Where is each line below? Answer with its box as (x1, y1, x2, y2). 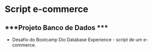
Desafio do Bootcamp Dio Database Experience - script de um (12, 36, 142, 42)
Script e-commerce (5, 3, 89, 15)
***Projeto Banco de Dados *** (5, 23, 108, 32)
